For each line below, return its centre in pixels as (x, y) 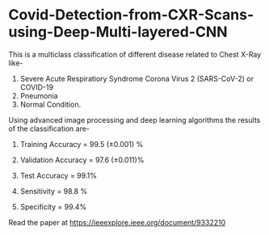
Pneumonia (39, 95)
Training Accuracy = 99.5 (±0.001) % (82, 144)
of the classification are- (49, 128)
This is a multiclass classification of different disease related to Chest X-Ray (135, 54)
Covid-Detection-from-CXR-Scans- (131, 15)
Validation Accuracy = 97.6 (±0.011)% (82, 160)
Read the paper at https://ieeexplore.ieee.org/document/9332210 (117, 222)
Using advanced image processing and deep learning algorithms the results (134, 120)
